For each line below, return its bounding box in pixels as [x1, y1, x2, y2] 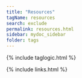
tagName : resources [6, 15, 55, 21]
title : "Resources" [6, 9, 55, 15]
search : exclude [6, 20, 47, 26]
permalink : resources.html [6, 26, 74, 32]
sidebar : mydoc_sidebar [6, 32, 66, 38]
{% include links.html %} [6, 66, 68, 73]
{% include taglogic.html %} [6, 54, 77, 61]
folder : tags [6, 37, 39, 43]
